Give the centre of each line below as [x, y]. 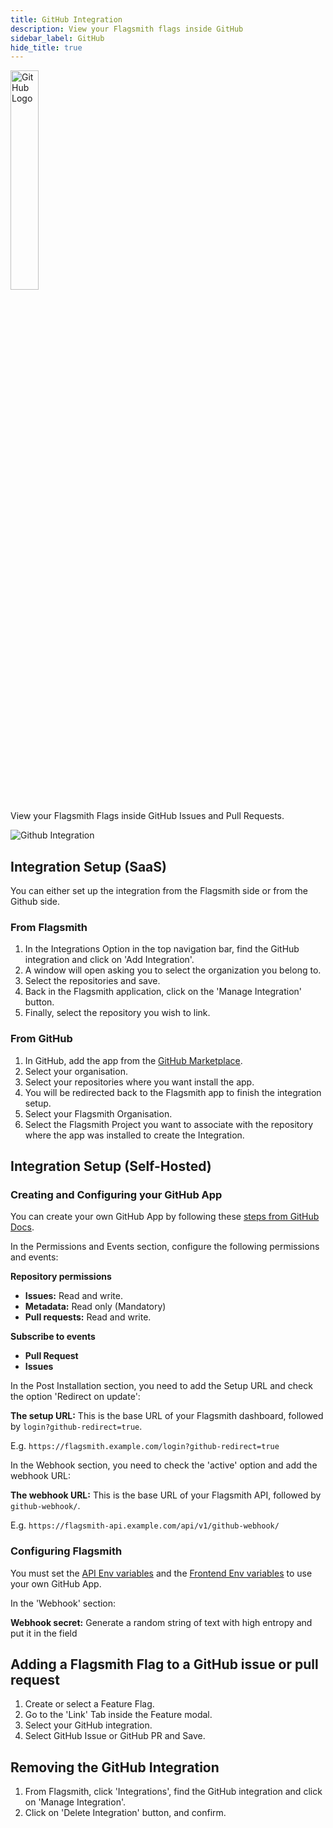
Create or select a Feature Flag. [89, 1704]
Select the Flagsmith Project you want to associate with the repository [169, 1124]
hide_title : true [46, 47]
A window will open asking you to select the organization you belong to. [173, 970]
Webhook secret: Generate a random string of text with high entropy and [161, 1622]
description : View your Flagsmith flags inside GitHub [127, 29]
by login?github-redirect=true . [76, 1427]
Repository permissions [61, 1277]
